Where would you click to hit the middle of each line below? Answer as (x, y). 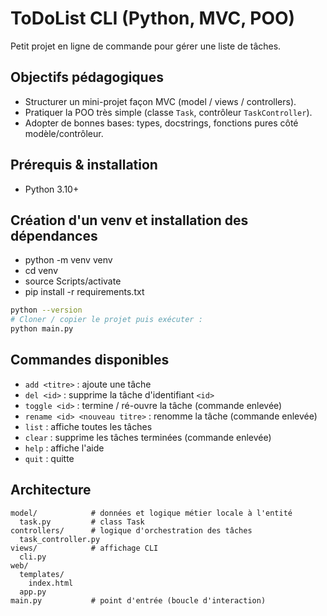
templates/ (42, 574)
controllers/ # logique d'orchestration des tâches (131, 530)
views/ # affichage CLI (84, 548)
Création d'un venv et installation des (129, 220)
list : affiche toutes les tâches (88, 426)
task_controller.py (60, 539)
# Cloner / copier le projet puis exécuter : (106, 320)
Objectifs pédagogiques (87, 77)
